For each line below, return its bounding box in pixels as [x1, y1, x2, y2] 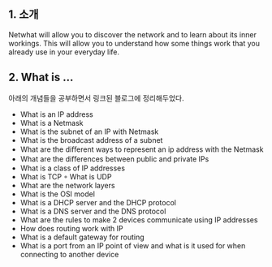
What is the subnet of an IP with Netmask [19, 127, 159, 136]
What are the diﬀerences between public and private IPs [19, 153, 209, 164]
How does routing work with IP [19, 223, 123, 233]
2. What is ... [8, 71, 74, 84]
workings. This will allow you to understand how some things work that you [8, 38, 260, 48]
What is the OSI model [19, 189, 96, 199]
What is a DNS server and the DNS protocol [19, 206, 166, 216]
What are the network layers [19, 180, 115, 190]
